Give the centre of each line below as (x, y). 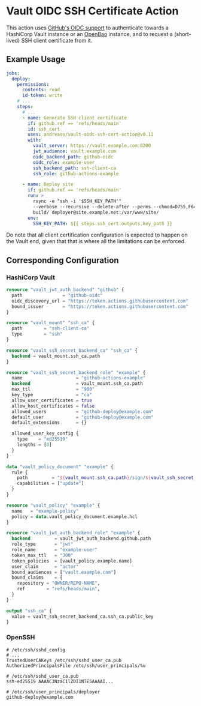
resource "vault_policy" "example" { (53, 505)
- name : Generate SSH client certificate (74, 118)
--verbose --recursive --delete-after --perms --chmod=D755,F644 (116, 207)
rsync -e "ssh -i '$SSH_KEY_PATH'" (77, 201)
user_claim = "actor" (45, 566)
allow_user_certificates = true (52, 400)
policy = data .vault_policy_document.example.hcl (74, 517)
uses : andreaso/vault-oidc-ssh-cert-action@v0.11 (91, 134)
